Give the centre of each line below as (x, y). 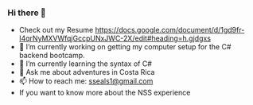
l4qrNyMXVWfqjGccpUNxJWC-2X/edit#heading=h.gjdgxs (115, 38)
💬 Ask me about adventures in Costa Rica (87, 72)
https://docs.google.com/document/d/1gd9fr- (170, 30)
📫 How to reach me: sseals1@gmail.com (86, 81)
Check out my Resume (56, 30)
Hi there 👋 (27, 13)
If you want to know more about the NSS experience (105, 93)
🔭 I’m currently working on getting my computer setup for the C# (125, 47)
